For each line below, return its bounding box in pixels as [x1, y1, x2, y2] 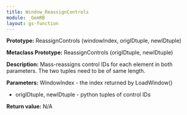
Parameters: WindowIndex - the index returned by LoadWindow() [6, 79, 173, 86]
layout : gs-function [6, 20, 59, 26]
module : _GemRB [6, 15, 45, 21]
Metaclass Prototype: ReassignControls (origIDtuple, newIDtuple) [6, 49, 174, 56]
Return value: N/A [6, 103, 53, 110]
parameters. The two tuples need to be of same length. [6, 67, 146, 75]
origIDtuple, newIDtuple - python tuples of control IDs [15, 91, 151, 98]
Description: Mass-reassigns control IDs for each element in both [6, 61, 173, 68]
